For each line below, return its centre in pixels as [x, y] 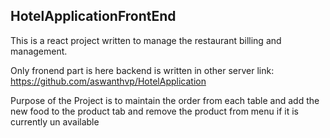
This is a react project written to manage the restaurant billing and [146, 40]
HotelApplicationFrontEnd [93, 16]
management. [39, 51]
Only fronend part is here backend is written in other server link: [142, 70]
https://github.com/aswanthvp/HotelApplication [108, 81]
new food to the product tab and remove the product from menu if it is [154, 111]
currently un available [55, 121]
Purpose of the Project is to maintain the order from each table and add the [165, 100]
